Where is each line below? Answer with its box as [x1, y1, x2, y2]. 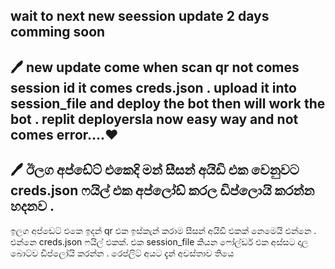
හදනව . [10, 198, 55, 215]
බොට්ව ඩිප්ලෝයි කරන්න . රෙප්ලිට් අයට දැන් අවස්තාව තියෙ [10, 247, 235, 259]
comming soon [10, 24, 106, 41]
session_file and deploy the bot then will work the [10, 95, 326, 112]
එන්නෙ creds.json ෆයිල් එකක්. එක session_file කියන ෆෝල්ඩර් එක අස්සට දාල [10, 235, 309, 248]
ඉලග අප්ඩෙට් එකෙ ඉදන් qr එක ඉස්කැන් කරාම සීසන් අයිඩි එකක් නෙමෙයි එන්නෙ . [10, 224, 317, 236]
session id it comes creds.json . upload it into [10, 79, 297, 96]
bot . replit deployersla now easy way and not [10, 110, 299, 128]
